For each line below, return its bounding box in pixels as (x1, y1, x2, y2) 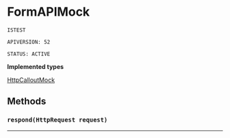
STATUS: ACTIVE (7, 51, 51, 57)
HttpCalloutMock (7, 76, 55, 84)
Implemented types (7, 62, 64, 70)
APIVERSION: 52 (7, 38, 51, 45)
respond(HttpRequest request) (7, 116, 108, 124)
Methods (7, 96, 47, 107)
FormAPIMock (7, 4, 90, 20)
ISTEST (7, 27, 26, 33)
